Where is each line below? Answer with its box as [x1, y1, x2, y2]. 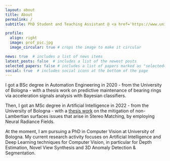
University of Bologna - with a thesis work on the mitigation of [5, 108, 135, 114]
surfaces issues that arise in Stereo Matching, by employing [30, 113, 155, 119]
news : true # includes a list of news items [5, 54, 103, 59]
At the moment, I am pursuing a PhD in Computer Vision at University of [5, 129, 155, 135]
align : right [10, 35, 37, 41]
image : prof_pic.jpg [10, 40, 53, 46]
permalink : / [5, 17, 33, 22]
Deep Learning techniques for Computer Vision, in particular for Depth [5, 139, 152, 145]
